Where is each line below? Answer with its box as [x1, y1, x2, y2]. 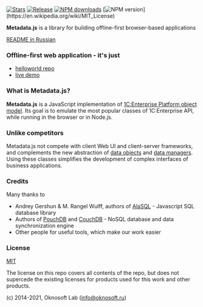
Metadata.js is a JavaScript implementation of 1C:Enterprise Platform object [6, 101, 197, 108]
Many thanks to [6, 191, 46, 198]
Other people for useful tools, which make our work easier [15, 228, 161, 236]
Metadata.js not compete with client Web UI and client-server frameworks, [6, 142, 193, 149]
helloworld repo [15, 65, 55, 72]
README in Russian [6, 36, 56, 43]
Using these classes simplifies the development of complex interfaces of [6, 155, 188, 163]
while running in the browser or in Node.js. [6, 113, 113, 121]
